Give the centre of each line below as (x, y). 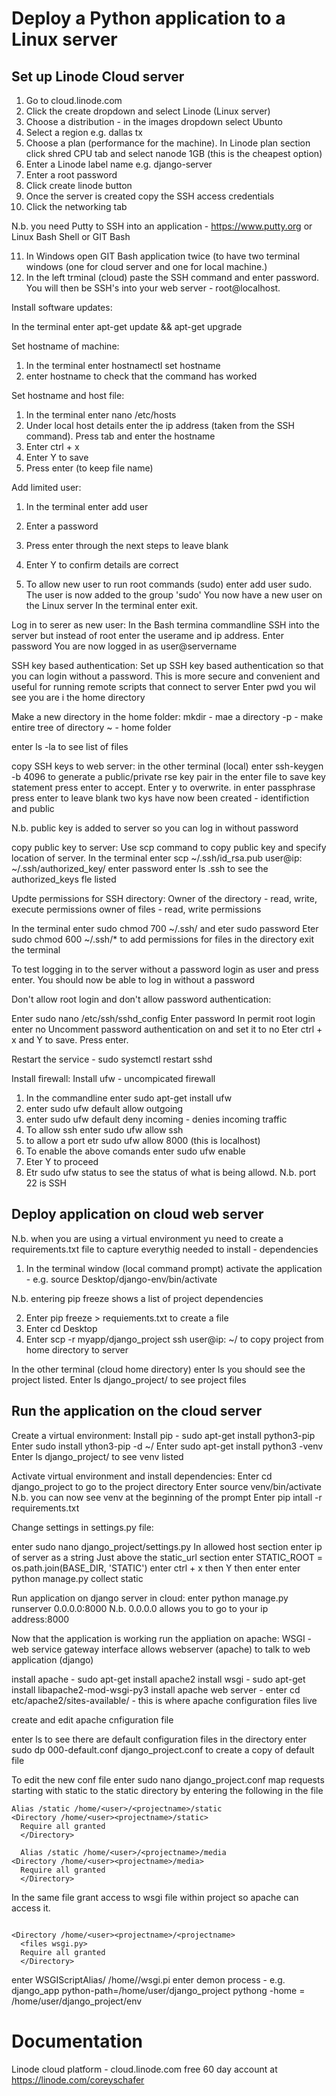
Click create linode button (79, 185)
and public (33, 808)
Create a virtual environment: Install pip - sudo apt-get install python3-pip (163, 1435)
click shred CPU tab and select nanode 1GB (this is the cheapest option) (174, 153)
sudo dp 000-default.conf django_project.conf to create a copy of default (163, 1749)
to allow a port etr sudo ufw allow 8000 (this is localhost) (143, 1140)
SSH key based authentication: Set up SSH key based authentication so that (167, 665)
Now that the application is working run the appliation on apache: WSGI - (162, 1638)
